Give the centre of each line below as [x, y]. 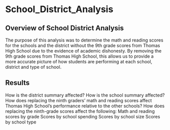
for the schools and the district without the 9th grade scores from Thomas [83, 46]
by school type [21, 122]
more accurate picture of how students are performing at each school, [79, 61]
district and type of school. [33, 67]
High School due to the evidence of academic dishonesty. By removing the [83, 51]
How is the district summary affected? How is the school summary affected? [85, 95]
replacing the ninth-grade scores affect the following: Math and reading [80, 111]
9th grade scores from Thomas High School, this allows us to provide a [79, 56]
